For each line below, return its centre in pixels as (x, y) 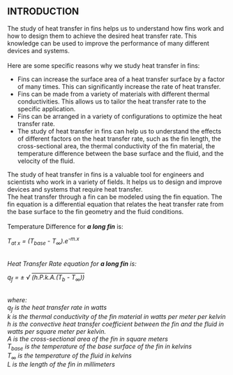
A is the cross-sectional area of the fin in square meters (88, 339)
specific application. (46, 108)
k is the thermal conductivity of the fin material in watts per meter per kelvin (116, 316)
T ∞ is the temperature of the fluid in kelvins (70, 356)
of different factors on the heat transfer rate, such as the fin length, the (119, 139)
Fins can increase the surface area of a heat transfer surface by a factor (121, 79)
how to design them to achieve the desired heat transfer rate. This (102, 36)
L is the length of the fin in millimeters (61, 365)
